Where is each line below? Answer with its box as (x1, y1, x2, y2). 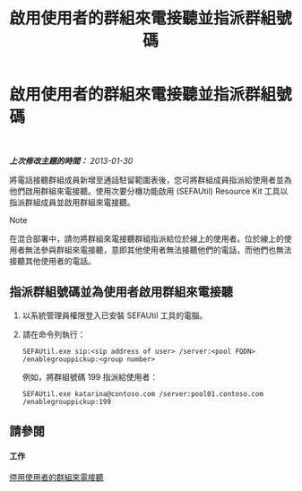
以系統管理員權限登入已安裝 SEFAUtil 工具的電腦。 (22, 310, 208, 321)
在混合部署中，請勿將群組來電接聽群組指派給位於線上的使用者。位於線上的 (9, 233, 284, 244)
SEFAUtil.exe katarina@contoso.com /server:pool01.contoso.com (22, 389, 264, 399)
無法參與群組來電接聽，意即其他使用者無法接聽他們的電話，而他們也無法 (24, 244, 292, 255)
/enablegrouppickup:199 (22, 397, 112, 406)
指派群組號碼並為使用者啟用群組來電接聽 (9, 284, 233, 300)
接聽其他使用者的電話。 (9, 255, 96, 266)
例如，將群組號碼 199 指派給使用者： (22, 371, 159, 382)
